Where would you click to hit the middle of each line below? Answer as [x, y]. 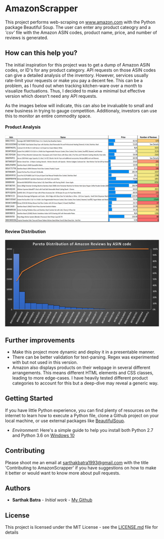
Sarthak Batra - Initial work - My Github [52, 500]
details [12, 532]
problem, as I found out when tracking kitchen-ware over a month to [74, 86]
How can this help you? [41, 53]
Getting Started [29, 398]
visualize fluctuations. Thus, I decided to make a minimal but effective [75, 90]
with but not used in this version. [45, 362]
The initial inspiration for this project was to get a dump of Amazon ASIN [78, 65]
